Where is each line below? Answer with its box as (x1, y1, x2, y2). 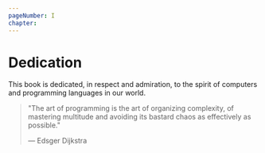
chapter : (8, 19, 37, 27)
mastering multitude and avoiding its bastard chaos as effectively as (27, 112, 251, 122)
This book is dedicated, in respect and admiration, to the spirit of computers (8, 80, 258, 89)
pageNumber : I (8, 11, 56, 20)
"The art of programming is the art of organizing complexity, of (27, 104, 235, 113)
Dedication (8, 53, 82, 72)
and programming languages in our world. (8, 88, 146, 98)
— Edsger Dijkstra (27, 136, 88, 146)
